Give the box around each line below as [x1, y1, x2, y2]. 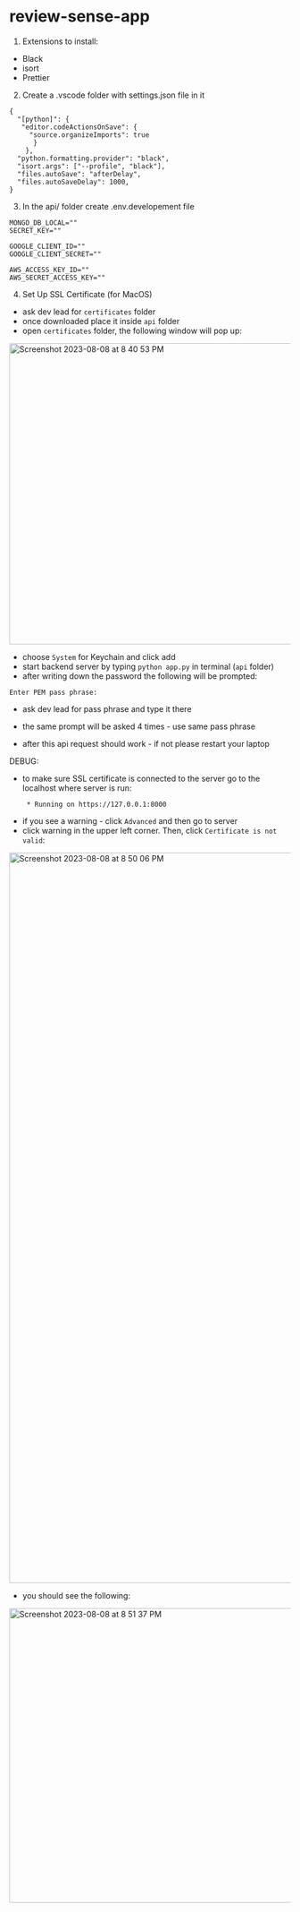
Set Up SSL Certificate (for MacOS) [21, 288, 153, 299]
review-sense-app [9, 6, 150, 27]
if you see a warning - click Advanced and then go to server [21, 815, 238, 826]
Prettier [21, 72, 50, 82]
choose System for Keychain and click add [21, 651, 176, 662]
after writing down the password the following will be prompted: [21, 670, 258, 682]
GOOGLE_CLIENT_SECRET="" [9, 249, 102, 259]
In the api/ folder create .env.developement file [21, 201, 195, 211]
